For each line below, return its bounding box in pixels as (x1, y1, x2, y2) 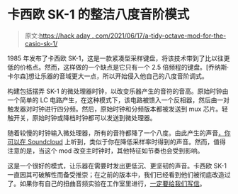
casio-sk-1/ (24, 39, 58, 48)
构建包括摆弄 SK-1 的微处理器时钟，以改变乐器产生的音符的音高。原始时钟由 (7, 87, 229, 95)
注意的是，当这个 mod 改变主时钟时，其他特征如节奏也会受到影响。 (7, 146, 204, 155)
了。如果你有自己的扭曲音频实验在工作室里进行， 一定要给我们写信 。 (7, 179, 206, 188)
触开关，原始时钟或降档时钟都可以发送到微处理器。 (7, 113, 157, 122)
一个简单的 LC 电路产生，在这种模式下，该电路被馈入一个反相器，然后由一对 (7, 95, 230, 104)
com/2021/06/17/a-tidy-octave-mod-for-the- (95, 31, 227, 40)
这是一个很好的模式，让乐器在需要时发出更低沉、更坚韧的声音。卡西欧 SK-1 (7, 161, 227, 170)
